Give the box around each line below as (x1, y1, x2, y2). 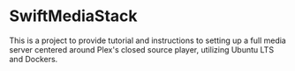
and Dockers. (9, 53, 58, 64)
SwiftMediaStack (9, 6, 139, 26)
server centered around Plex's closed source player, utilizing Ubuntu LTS (9, 44, 275, 54)
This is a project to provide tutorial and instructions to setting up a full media (9, 35, 287, 46)
